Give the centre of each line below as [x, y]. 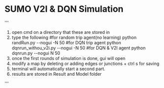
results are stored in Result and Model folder [56, 74]
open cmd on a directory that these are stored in [61, 32]
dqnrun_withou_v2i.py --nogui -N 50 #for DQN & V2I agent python [79, 48]
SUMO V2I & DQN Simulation [64, 9]
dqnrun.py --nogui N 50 [36, 53]
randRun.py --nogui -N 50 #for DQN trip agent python [66, 42]
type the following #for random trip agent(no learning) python [74, 37]
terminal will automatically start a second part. [58, 69]
